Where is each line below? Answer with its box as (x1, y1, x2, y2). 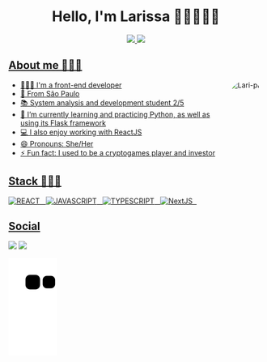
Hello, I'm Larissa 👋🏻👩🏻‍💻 (52, 7, 220, 26)
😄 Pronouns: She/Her (19, 138, 94, 148)
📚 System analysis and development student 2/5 (19, 97, 184, 108)
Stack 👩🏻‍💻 (8, 174, 62, 189)
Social (8, 219, 40, 233)
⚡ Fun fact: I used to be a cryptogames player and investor (19, 147, 216, 157)
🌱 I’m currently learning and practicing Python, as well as (19, 109, 210, 119)
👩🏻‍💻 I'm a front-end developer (19, 80, 122, 90)
